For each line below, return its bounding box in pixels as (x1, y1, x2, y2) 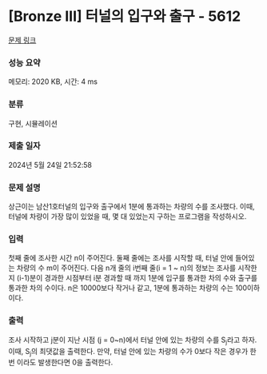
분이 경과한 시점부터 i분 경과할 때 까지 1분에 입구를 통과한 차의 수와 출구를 (29, 273, 258, 283)
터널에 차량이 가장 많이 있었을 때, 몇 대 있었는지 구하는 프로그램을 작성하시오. (8, 212, 247, 221)
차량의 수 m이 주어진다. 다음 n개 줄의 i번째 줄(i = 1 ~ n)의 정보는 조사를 (16, 263, 237, 273)
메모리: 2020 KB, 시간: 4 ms (8, 77, 98, 86)
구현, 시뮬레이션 (8, 118, 58, 128)
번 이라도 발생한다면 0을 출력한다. (8, 357, 114, 368)
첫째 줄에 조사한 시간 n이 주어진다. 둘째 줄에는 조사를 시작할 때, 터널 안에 (8, 253, 233, 263)
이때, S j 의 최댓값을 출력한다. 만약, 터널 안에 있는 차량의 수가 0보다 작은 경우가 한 (8, 346, 257, 358)
